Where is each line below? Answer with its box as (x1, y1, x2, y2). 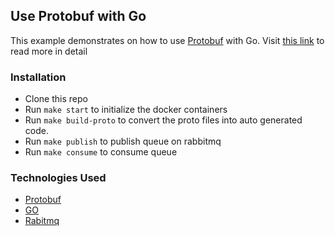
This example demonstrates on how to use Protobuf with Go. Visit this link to (10, 34, 325, 46)
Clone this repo (24, 93, 88, 105)
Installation (10, 70, 67, 84)
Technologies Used (10, 171, 107, 185)
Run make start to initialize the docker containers (24, 104, 228, 116)
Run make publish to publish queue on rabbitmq (24, 135, 222, 148)
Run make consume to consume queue (24, 146, 178, 158)
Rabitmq (24, 215, 60, 227)
